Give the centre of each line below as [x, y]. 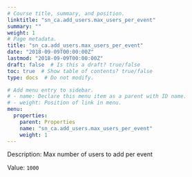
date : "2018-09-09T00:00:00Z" [51, 52]
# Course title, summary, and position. [66, 13]
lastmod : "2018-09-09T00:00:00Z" [55, 59]
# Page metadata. [32, 39]
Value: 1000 [23, 168]
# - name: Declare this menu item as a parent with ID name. [97, 96]
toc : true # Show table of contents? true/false [80, 71]
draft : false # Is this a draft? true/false [74, 65]
